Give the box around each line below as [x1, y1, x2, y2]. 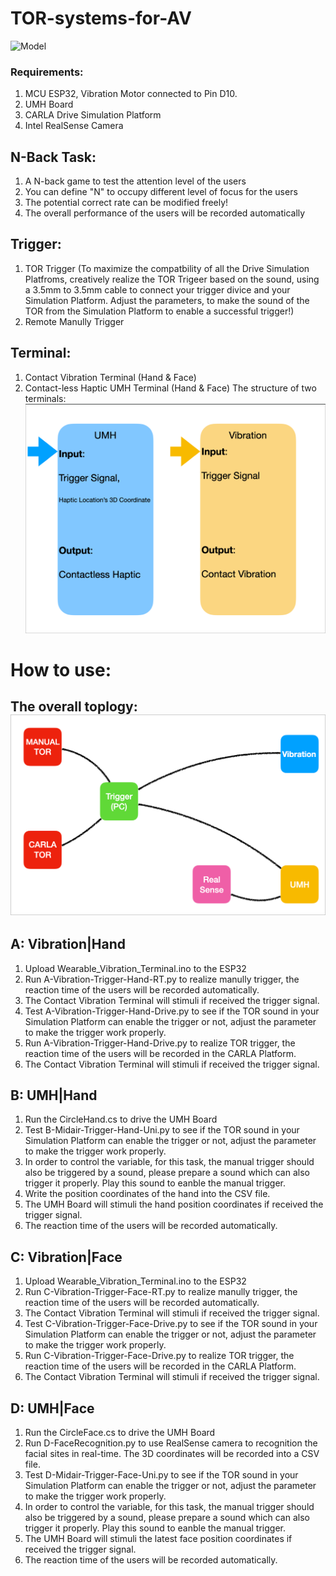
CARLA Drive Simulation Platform [24, 109, 162, 121]
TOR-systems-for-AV [10, 7, 192, 30]
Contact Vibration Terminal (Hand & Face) [24, 371, 197, 383]
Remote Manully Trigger [24, 315, 125, 327]
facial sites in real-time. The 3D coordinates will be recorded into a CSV [24, 1448, 320, 1460]
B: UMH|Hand [10, 1087, 98, 1104]
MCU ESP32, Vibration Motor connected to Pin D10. [24, 88, 238, 100]
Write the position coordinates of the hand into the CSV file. [24, 1188, 271, 1200]
